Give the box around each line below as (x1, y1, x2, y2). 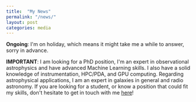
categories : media (6, 24, 51, 31)
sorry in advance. (6, 47, 49, 54)
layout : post (6, 19, 38, 25)
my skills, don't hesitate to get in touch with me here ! (6, 89, 134, 96)
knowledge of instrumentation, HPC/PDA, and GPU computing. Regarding (6, 71, 184, 78)
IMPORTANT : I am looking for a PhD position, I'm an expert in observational (6, 58, 189, 65)
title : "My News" (6, 8, 51, 15)
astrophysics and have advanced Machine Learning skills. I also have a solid (6, 65, 191, 72)
